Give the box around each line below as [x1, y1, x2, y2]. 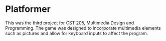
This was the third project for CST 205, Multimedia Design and [5, 20, 134, 26]
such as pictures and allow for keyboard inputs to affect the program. [5, 30, 148, 36]
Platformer [5, 3, 51, 15]
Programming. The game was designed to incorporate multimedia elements [5, 25, 161, 31]
